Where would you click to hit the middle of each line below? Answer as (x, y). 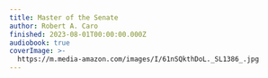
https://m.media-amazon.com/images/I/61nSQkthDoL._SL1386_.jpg (138, 59)
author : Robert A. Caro (54, 26)
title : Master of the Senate (64, 17)
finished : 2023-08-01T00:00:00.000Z (78, 34)
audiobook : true (40, 43)
